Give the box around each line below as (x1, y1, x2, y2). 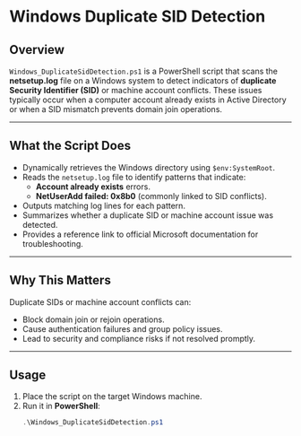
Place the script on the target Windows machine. (21, 391, 202, 402)
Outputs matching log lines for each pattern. (21, 200, 186, 211)
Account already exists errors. (35, 181, 150, 192)
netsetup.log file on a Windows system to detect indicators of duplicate (9, 75, 277, 86)
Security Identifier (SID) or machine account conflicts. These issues (9, 85, 262, 95)
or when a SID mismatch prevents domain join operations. (9, 104, 222, 114)
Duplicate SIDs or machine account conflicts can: (9, 296, 192, 307)
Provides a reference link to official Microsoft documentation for (21, 229, 259, 240)
